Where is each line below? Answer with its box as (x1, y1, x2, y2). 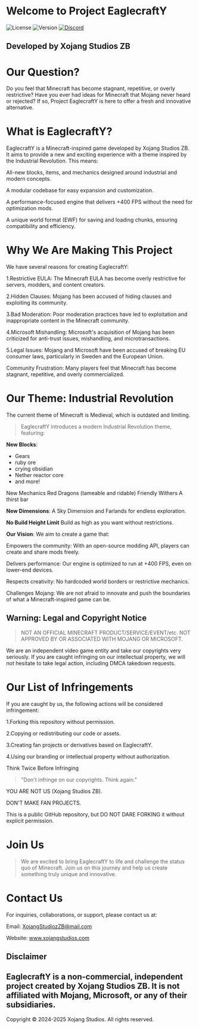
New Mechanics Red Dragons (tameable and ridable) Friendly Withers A (6, 490, 183, 497)
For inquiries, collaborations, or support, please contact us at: (6, 911, 157, 918)
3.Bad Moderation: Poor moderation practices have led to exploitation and (6, 311, 188, 318)
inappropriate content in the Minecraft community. (6, 317, 130, 324)
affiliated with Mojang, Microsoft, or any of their (6, 990, 188, 1001)
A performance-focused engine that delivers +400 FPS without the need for (6, 198, 193, 205)
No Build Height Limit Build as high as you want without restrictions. (6, 519, 174, 526)
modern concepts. (6, 175, 52, 183)
